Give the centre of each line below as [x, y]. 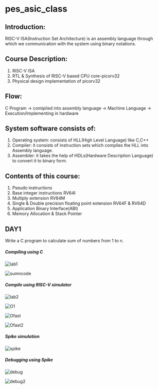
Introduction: [25, 27]
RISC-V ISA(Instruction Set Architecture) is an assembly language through [79, 38]
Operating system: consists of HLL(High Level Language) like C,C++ [80, 140]
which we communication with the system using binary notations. [70, 44]
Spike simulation [22, 336]
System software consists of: [51, 129]
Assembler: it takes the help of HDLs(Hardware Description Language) [83, 156]
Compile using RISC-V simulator [38, 284]
